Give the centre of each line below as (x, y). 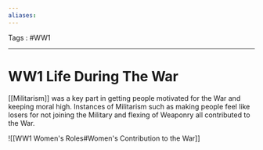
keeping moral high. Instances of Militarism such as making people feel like (129, 106)
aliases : (22, 15)
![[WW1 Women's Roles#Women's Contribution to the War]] (104, 138)
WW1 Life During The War (93, 76)
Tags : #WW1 (29, 37)
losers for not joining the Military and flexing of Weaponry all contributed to (129, 115)
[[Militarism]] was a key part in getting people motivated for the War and (124, 98)
